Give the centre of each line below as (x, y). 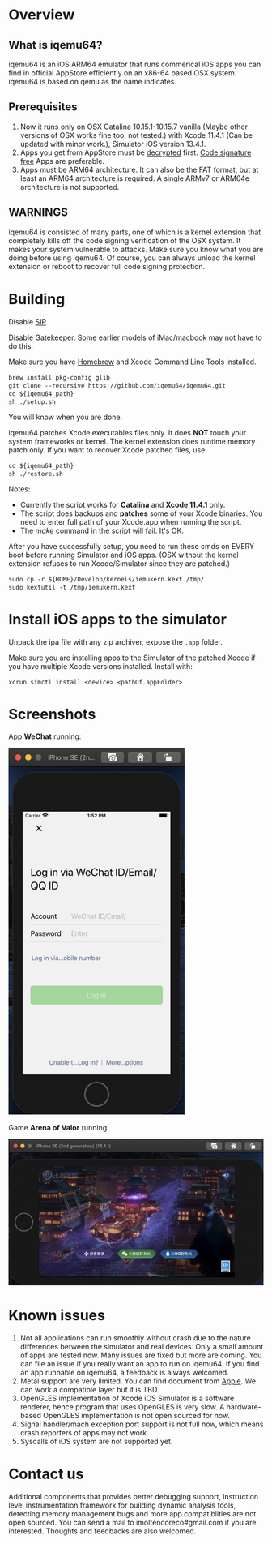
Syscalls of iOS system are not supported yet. (96, 1441)
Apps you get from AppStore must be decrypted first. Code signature (136, 152)
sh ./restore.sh (36, 474)
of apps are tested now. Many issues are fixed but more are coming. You (141, 1355)
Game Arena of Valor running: (59, 1128)
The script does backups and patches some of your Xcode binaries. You (141, 513)
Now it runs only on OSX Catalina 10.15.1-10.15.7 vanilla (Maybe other (134, 127)
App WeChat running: (45, 736)
